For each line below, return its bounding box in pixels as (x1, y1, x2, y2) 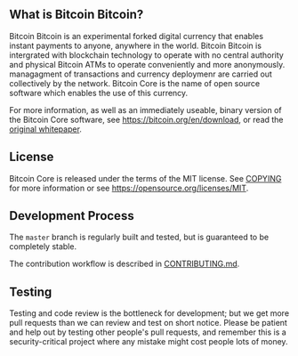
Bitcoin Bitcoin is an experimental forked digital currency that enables (9, 30, 264, 41)
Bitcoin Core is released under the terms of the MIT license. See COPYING (9, 173, 282, 183)
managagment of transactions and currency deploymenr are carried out (9, 69, 273, 79)
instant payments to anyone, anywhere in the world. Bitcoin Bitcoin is (9, 40, 262, 51)
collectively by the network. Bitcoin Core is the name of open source (9, 77, 261, 88)
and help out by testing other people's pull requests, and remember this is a (9, 327, 286, 337)
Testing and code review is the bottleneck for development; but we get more (9, 308, 290, 319)
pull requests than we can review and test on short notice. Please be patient (9, 318, 287, 328)
